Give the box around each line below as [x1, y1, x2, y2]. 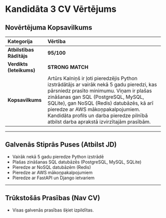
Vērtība [47, 38, 66, 45]
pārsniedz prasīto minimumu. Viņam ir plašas [47, 87, 152, 94]
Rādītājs [7, 53, 28, 59]
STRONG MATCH [47, 64, 89, 71]
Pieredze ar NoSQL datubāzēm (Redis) [12, 164, 91, 170]
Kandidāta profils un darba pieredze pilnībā [47, 112, 148, 119]
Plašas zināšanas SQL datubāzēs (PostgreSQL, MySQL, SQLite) [12, 159, 142, 165]
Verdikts [7, 61, 28, 68]
